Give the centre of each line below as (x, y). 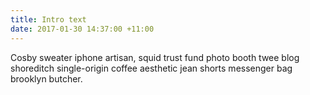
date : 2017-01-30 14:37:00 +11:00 (82, 29)
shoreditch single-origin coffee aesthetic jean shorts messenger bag (151, 68)
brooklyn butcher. (46, 78)
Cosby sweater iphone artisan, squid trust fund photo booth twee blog (155, 57)
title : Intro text (48, 19)
